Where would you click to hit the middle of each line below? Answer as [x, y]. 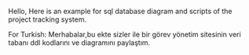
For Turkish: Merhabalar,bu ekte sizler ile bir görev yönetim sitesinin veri [124, 34]
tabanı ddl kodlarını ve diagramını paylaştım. [79, 43]
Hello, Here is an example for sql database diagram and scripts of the [120, 11]
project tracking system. [48, 19]
